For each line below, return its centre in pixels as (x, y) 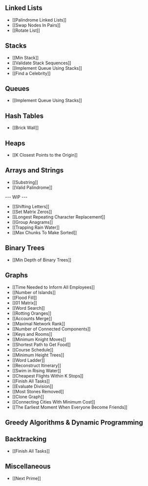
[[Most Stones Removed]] (38, 391)
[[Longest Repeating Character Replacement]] (59, 217)
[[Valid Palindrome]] (32, 187)
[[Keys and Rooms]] (32, 334)
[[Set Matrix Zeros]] (32, 212)
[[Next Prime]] (27, 478)
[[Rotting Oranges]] (32, 313)
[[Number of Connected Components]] (51, 329)
